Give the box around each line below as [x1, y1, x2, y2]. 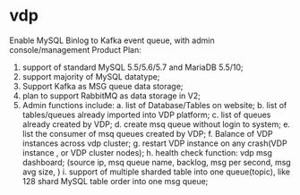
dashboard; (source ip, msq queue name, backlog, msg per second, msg [21, 157, 291, 167]
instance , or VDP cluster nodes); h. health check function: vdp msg [21, 147, 273, 157]
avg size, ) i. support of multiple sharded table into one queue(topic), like [21, 166, 291, 177]
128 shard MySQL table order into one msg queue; [21, 175, 209, 186]
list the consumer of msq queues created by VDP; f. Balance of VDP [21, 128, 273, 139]
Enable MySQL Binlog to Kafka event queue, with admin [9, 35, 215, 46]
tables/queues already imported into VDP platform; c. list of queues [21, 109, 271, 120]
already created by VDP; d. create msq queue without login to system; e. [21, 118, 291, 130]
